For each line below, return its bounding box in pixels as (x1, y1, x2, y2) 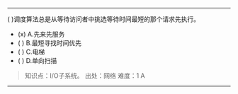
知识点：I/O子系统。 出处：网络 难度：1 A (24, 71, 145, 80)
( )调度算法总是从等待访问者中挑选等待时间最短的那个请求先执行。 (7, 15, 200, 23)
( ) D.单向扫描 (17, 57, 57, 64)
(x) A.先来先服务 (17, 30, 65, 38)
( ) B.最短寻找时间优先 (17, 39, 82, 47)
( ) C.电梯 (17, 47, 45, 56)
